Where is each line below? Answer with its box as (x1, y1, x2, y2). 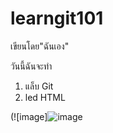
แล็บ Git (24, 80, 54, 92)
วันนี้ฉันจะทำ (10, 60, 53, 72)
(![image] (10, 110, 48, 122)
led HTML (24, 91, 66, 103)
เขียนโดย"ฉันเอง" (10, 40, 70, 52)
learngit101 (10, 7, 104, 30)
